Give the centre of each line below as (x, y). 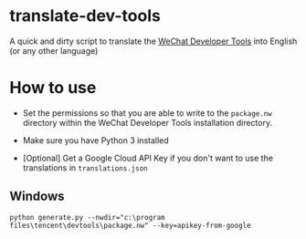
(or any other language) (54, 50)
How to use (53, 88)
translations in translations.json (85, 167)
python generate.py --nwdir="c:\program (88, 217)
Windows (37, 197)
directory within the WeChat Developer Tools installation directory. (147, 122)
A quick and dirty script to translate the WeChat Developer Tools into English (153, 41)
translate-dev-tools (85, 16)
